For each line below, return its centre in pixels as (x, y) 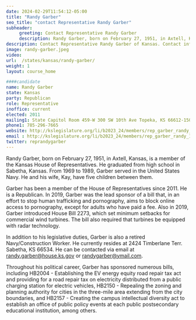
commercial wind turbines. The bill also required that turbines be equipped (96, 219)
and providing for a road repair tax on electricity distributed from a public (94, 279)
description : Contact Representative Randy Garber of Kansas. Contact (94, 44)
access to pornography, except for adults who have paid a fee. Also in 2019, (97, 207)
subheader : (19, 28)
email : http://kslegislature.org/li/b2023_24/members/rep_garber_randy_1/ (100, 136)
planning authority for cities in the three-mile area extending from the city (94, 292)
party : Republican (28, 98)
